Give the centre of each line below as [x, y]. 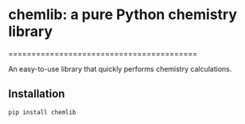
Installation [37, 94]
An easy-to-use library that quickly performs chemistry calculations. [120, 68]
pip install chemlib [43, 112]
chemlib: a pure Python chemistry [122, 15]
